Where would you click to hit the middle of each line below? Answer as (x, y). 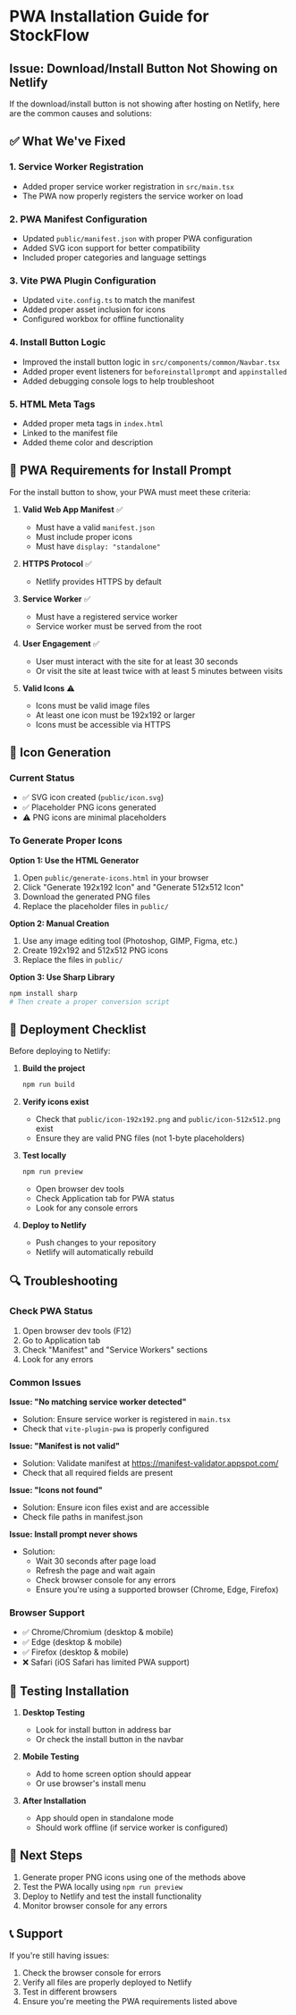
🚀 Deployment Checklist (78, 1029)
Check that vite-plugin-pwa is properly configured (115, 1429)
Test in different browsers (70, 1992)
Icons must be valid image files (93, 705)
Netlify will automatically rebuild (94, 1252)
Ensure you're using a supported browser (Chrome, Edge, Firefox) (157, 1589)
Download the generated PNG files (86, 897)
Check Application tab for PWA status (105, 1198)
